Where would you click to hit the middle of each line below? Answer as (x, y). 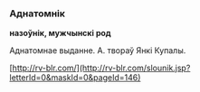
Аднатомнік (38, 14)
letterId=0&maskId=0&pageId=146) (75, 78)
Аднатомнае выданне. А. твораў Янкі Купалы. (98, 51)
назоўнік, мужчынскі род (60, 33)
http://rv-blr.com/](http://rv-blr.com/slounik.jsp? (101, 68)
